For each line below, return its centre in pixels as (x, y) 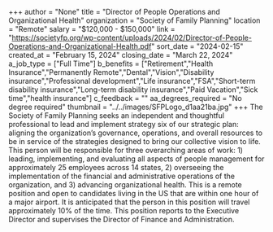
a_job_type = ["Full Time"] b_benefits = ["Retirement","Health (111, 63)
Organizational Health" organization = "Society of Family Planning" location (134, 20)
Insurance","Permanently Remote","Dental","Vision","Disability (111, 72)
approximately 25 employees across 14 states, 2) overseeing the (116, 167)
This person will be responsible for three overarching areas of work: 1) (126, 150)
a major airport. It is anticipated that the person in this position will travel (129, 202)
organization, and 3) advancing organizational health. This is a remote (125, 185)
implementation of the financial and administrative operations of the (122, 176)
